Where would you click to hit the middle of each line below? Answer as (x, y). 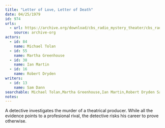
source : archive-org (35, 32)
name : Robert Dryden (35, 74)
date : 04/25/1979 (23, 14)
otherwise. (16, 121)
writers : (14, 78)
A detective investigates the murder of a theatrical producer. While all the (79, 111)
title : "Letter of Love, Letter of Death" (49, 10)
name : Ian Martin (32, 64)
